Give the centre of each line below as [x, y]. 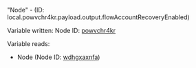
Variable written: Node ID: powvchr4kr [61, 31]
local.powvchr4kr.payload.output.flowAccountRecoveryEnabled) [99, 17]
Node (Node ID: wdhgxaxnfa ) [58, 57]
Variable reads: [29, 44]
